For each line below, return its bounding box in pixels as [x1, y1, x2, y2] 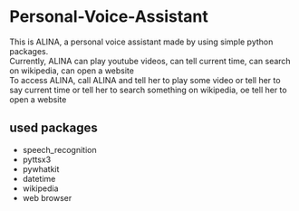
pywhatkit [22, 163, 60, 174]
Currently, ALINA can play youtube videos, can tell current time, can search [9, 55, 292, 66]
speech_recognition [22, 144, 97, 155]
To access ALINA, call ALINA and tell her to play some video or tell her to [9, 74, 281, 85]
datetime [22, 173, 56, 184]
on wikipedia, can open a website [9, 65, 134, 76]
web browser [22, 192, 72, 203]
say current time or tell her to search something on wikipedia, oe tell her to [9, 84, 287, 95]
